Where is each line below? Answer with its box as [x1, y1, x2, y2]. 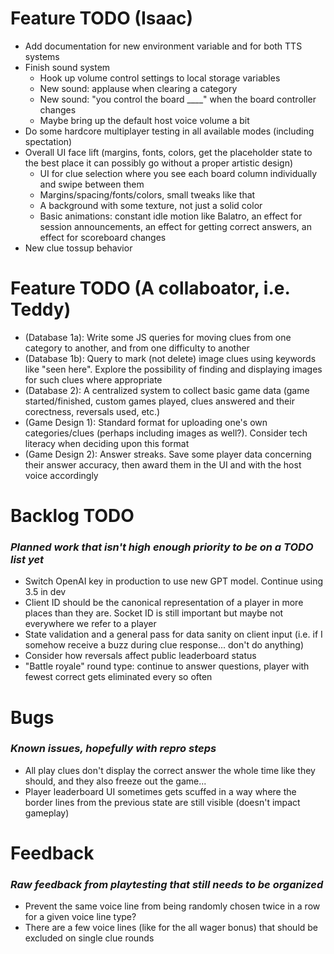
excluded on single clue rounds [24, 932, 155, 944]
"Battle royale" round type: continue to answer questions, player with [24, 660, 310, 672]
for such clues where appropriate [24, 373, 163, 386]
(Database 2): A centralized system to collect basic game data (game [24, 384, 310, 396]
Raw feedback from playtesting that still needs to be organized [10, 877, 324, 891]
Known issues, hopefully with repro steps [10, 742, 217, 756]
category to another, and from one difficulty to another [24, 342, 250, 354]
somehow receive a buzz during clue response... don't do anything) [24, 639, 305, 651]
